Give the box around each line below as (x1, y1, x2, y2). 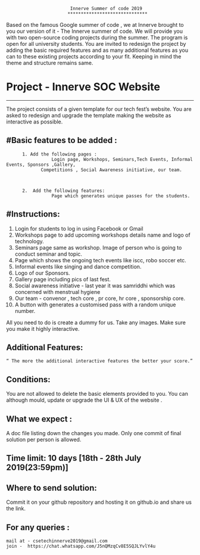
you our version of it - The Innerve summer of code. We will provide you (6, 27, 183, 35)
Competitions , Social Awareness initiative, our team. (40, 167, 183, 173)
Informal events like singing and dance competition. (14, 263, 142, 270)
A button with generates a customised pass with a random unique (14, 301, 177, 308)
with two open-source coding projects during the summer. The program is (6, 34, 188, 41)
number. (14, 307, 36, 314)
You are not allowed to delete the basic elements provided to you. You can (6, 390, 189, 398)
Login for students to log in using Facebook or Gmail (14, 225, 144, 232)
